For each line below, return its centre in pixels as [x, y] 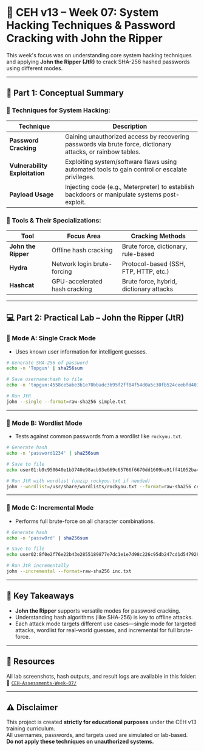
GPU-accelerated [77, 281]
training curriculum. [31, 728]
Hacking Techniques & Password [91, 25]
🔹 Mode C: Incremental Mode [50, 508]
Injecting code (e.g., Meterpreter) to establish [129, 187]
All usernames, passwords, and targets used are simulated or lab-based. [97, 735]
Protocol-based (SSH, [154, 263]
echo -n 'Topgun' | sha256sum [45, 368]
